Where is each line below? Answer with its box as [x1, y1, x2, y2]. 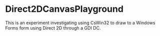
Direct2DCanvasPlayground [5, 3, 124, 15]
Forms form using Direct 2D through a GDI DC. [5, 25, 101, 31]
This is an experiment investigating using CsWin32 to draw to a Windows [5, 20, 155, 26]
